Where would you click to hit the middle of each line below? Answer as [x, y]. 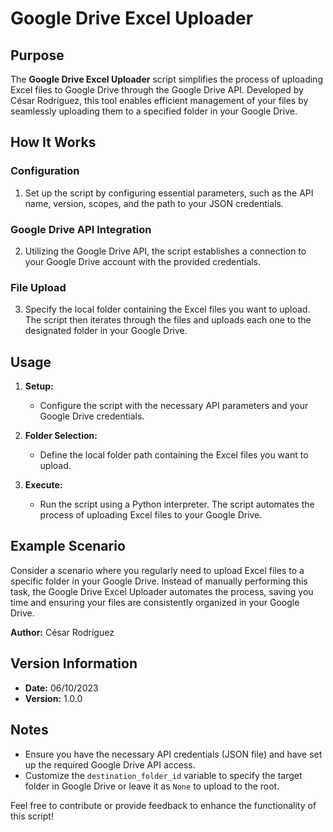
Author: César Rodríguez [62, 632]
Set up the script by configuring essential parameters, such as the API [169, 193]
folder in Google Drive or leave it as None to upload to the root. [152, 786]
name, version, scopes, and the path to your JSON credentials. [154, 203]
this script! [32, 816]
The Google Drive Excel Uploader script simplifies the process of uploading [166, 79]
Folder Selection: [61, 436]
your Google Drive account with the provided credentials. [143, 261]
